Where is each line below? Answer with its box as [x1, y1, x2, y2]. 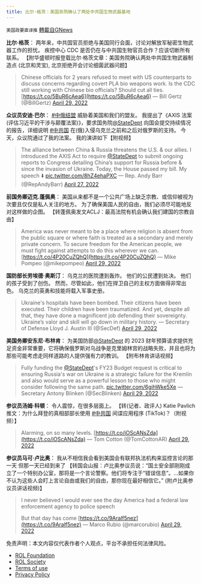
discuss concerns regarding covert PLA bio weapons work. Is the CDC [20, 79, 196, 87]
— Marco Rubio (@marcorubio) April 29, [82, 521, 182, 528]
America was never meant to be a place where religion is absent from [20, 227, 193, 235]
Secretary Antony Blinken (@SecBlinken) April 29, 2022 [20, 389, 159, 397]
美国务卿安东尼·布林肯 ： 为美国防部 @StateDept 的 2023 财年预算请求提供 [6, 337, 188, 344]
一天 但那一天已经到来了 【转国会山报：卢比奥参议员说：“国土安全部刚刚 [6, 461, 185, 469]
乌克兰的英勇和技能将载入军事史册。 [17, 287, 108, 294]
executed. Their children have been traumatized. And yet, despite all [20, 305, 190, 313]
